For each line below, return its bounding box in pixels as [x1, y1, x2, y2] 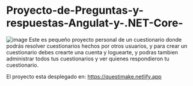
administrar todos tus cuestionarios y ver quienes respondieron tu [6, 55, 170, 62]
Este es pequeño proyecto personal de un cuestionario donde [29, 36, 182, 43]
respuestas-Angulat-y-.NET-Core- [6, 16, 183, 30]
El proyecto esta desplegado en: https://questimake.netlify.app [6, 73, 162, 80]
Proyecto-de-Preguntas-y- [6, 4, 144, 17]
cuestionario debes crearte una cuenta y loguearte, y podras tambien [6, 48, 179, 56]
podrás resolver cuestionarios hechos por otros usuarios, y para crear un [6, 42, 188, 50]
